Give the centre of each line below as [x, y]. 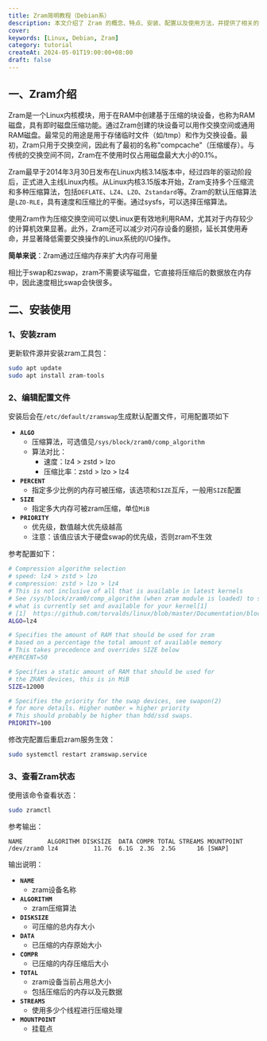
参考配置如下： [33, 554]
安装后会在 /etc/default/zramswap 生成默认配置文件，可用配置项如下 [119, 417]
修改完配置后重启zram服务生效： [62, 740]
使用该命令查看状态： [43, 795]
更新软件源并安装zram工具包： [58, 353]
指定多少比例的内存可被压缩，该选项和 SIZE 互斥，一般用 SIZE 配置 [136, 490]
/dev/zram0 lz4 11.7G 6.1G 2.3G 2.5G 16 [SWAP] [118, 849]
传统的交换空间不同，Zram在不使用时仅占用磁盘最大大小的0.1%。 [115, 155]
